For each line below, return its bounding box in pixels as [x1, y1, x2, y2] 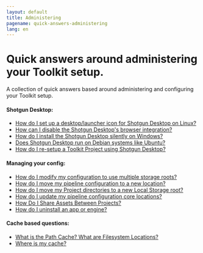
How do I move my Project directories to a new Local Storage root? [15, 186, 183, 193]
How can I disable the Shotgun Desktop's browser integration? [15, 126, 173, 133]
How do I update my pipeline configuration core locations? [15, 193, 163, 200]
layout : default [6, 9, 48, 15]
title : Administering [6, 15, 62, 21]
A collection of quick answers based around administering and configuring [6, 86, 194, 93]
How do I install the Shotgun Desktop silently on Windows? [15, 133, 163, 140]
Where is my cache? [15, 240, 67, 247]
